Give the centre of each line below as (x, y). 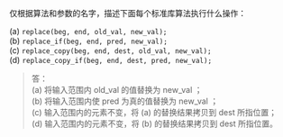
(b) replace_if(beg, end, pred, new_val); (89, 41)
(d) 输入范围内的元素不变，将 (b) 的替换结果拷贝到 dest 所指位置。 (154, 123)
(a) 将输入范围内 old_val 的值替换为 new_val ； (117, 90)
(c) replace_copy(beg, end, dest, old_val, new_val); (110, 50)
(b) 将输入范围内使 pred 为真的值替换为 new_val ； (125, 101)
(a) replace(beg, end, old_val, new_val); (88, 31)
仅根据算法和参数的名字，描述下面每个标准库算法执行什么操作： (128, 13)
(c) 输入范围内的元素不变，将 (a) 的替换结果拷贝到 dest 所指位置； (154, 112)
